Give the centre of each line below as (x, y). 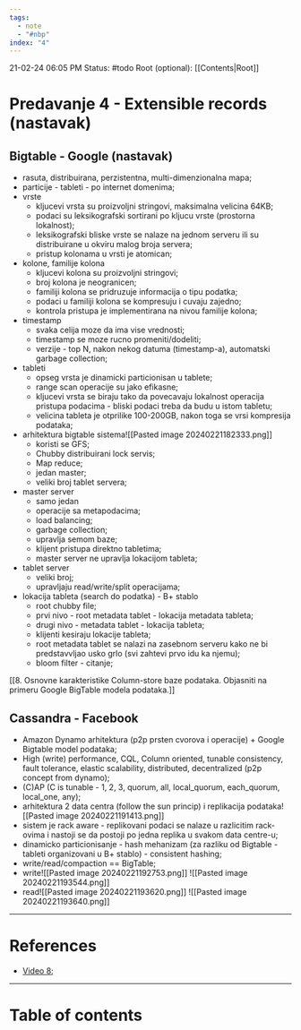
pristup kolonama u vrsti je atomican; (104, 254)
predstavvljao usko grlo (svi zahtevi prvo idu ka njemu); (138, 654)
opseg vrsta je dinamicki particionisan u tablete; (124, 378)
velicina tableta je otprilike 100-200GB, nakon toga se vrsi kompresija (163, 416)
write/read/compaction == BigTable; (89, 863)
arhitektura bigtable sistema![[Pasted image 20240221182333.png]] (147, 434)
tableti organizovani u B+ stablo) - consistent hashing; (122, 854)
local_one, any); (52, 797)
